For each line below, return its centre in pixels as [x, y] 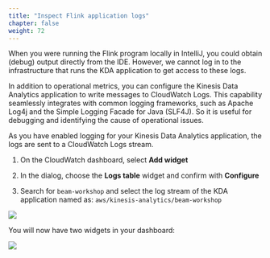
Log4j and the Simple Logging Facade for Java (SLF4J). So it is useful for [130, 112]
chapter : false [34, 23]
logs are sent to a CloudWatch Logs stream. [81, 145]
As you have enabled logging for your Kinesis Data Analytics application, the [135, 136]
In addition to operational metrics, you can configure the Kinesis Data [123, 86]
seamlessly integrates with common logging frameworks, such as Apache [131, 103]
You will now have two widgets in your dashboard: [92, 231]
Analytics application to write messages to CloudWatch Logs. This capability [135, 95]
